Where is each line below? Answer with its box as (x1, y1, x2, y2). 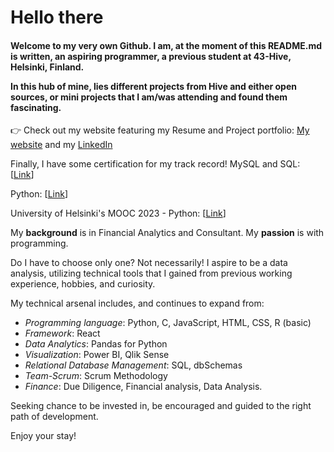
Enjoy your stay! (10, 430, 77, 442)
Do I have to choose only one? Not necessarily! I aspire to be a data (10, 257, 288, 269)
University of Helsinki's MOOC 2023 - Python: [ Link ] (10, 207, 227, 220)
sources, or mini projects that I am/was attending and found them (10, 91, 288, 103)
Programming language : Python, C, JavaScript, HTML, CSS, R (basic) (24, 317, 312, 329)
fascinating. (10, 101, 62, 113)
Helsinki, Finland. (10, 61, 85, 73)
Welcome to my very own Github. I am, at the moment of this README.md (10, 39, 322, 51)
